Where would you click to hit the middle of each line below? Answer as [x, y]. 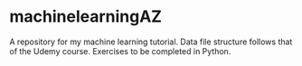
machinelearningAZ [86, 17]
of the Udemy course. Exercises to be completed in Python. [120, 51]
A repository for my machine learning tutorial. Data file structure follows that [151, 42]
